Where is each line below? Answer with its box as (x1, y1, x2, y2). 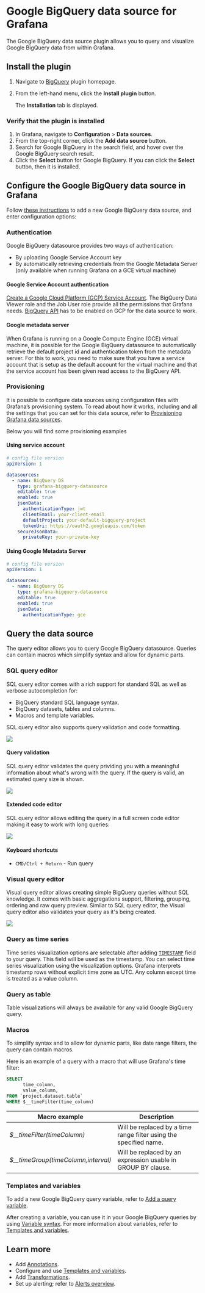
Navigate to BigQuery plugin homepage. (15, 77, 117, 85)
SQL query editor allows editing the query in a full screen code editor (6, 814, 180, 821)
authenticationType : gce (22, 611, 86, 618)
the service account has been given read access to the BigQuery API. (6, 367, 181, 375)
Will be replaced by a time (117, 1123, 192, 1131)
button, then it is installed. (15, 163, 81, 170)
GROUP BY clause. (117, 1163, 171, 1172)
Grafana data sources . (6, 416, 63, 423)
